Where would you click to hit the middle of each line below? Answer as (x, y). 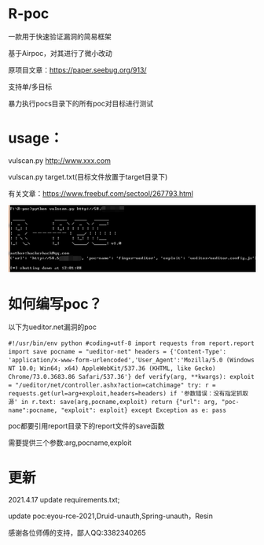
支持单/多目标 (30, 87)
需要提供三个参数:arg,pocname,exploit (70, 443)
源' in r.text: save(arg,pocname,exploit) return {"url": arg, (113, 402)
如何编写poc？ (55, 304)
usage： (36, 138)
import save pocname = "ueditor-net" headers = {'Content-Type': (117, 352)
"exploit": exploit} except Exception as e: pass (143, 410)
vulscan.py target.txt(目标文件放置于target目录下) (88, 176)
